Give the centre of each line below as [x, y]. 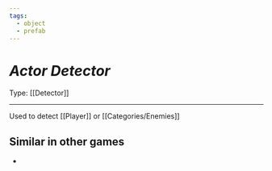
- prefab [31, 31]
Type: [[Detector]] [39, 93]
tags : [18, 16]
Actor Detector [60, 71]
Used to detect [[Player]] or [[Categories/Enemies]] [94, 116]
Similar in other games [67, 142]
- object [31, 23]
